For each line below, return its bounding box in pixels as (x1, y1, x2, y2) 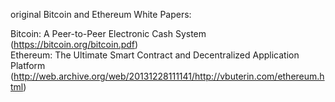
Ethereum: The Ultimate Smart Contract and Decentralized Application (10, 49, 300, 61)
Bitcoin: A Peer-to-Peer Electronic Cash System (10, 28, 207, 39)
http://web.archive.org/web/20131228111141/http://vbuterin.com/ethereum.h (13, 70, 325, 82)
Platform (10, 60, 46, 71)
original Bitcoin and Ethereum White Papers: (10, 9, 192, 20)
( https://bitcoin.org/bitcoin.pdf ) (10, 39, 139, 50)
